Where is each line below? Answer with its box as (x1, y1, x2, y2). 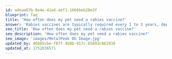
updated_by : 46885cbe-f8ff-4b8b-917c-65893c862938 (5, 41, 116, 46)
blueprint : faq (5, 12, 38, 17)
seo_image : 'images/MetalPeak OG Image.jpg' (5, 36, 102, 42)
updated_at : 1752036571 (5, 46, 56, 51)
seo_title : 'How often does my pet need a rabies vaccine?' (5, 27, 137, 32)
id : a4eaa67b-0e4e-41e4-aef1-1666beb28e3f (5, 7, 97, 13)
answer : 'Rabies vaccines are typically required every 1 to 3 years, (5, 22, 159, 27)
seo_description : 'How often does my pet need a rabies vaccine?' (5, 31, 150, 36)
